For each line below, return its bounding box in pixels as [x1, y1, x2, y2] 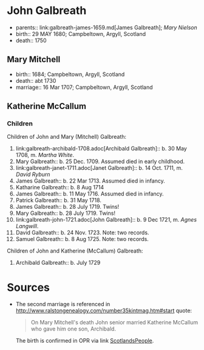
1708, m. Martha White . [15, 152, 75, 159]
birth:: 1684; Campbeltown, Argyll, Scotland [15, 71, 125, 78]
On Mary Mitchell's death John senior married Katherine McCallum [30, 319, 199, 326]
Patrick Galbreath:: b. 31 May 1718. [15, 197, 102, 204]
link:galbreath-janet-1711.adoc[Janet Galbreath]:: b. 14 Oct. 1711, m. [15, 164, 183, 172]
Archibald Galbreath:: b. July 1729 [15, 259, 101, 267]
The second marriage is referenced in [15, 301, 110, 308]
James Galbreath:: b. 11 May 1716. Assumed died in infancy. [15, 190, 164, 198]
